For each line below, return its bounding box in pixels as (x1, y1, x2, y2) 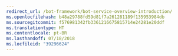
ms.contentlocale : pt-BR (6, 30, 67, 36)
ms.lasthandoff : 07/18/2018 (6, 36, 75, 41)
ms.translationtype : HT (6, 24, 65, 31)
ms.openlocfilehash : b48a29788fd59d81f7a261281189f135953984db (6, 14, 165, 20)
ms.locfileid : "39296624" (6, 41, 70, 47)
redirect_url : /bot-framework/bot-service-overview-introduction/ (6, 8, 173, 15)
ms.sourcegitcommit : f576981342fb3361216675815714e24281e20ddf (6, 19, 165, 25)
